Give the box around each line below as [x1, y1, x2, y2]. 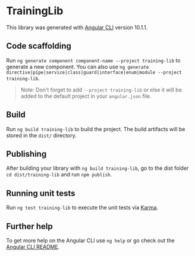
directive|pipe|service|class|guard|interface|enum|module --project [6, 69, 183, 75]
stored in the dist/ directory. [6, 132, 77, 139]
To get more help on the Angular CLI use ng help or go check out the [6, 237, 175, 244]
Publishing [6, 148, 47, 159]
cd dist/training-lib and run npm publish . [6, 171, 112, 178]
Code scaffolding [6, 41, 71, 51]
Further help [6, 221, 54, 231]
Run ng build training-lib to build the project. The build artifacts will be [6, 125, 185, 132]
